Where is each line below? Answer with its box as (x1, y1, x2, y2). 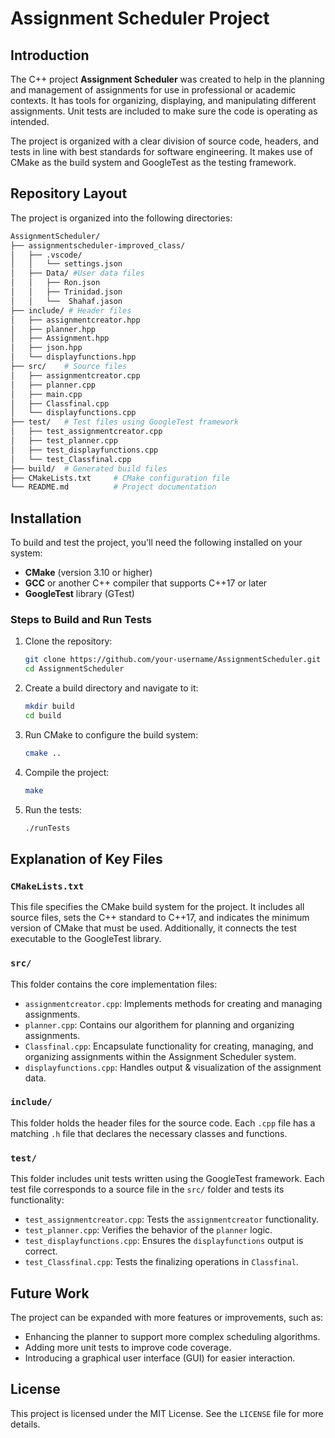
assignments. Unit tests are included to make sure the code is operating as (10, 105, 318, 117)
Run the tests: (24, 803, 83, 816)
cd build (24, 711, 62, 721)
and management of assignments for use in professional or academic (10, 84, 297, 96)
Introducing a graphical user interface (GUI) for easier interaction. (24, 1352, 296, 1364)
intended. (10, 116, 50, 127)
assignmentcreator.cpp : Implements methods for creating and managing (24, 997, 323, 1009)
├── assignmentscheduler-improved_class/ (10, 240, 186, 251)
